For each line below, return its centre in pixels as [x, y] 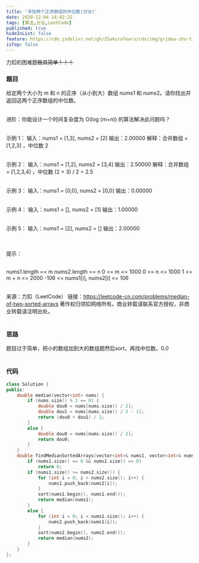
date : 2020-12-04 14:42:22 [39, 17]
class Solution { [28, 384]
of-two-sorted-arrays [32, 304]
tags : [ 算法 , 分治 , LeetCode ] [39, 22]
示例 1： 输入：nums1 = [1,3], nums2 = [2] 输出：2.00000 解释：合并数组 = [97, 138]
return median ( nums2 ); [66, 538]
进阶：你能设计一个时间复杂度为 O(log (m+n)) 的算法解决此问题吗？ [88, 120]
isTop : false [22, 45]
